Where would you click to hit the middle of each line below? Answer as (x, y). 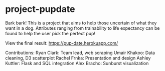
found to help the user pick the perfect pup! (50, 33)
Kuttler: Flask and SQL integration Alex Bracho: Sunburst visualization (77, 63)
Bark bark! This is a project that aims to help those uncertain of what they (81, 23)
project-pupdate (40, 9)
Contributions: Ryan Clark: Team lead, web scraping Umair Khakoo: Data (80, 53)
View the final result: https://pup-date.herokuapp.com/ (62, 43)
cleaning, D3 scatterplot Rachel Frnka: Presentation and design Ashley (78, 58)
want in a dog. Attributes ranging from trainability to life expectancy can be (82, 28)
